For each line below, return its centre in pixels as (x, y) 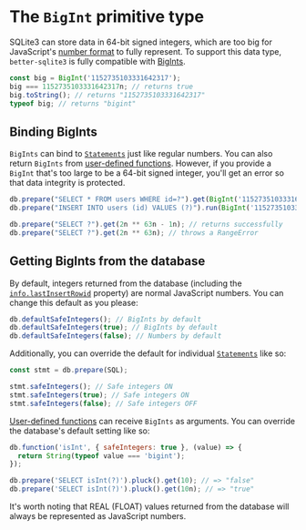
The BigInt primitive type (107, 17)
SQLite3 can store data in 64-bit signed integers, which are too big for (141, 42)
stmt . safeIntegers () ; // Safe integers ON (91, 387)
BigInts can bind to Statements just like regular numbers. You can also (141, 154)
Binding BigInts (54, 132)
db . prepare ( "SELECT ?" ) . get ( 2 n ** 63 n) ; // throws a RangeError (134, 233)
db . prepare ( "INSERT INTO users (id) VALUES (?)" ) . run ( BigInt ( (130, 208)
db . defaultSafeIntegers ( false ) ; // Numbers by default (116, 336)
